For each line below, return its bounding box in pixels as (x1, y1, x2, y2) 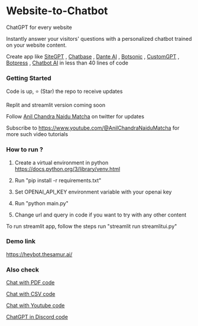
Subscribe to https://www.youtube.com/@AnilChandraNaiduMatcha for (6, 124, 180, 131)
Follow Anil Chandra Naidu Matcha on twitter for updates (6, 113, 145, 120)
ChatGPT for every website (6, 24, 72, 31)
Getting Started (6, 74, 51, 82)
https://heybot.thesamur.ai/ (6, 250, 73, 258)
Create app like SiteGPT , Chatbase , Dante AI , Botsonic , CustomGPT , (6, 53, 180, 60)
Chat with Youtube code (6, 302, 65, 309)
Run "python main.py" (14, 199, 69, 206)
